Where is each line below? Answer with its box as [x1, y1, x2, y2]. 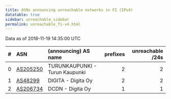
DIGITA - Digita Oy [47, 77, 93, 84]
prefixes [104, 51, 125, 58]
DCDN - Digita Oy [47, 85, 91, 92]
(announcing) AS [47, 48, 90, 55]
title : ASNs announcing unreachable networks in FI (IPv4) [5, 7, 133, 13]
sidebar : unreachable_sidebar [5, 17, 70, 22]
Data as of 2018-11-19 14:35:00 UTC [5, 36, 81, 42]
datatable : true [5, 12, 40, 17]
